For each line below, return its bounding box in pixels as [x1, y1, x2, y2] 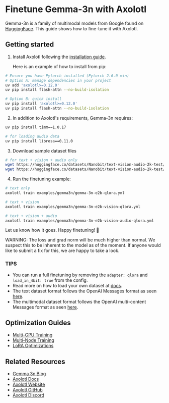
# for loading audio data [5, 134, 59, 139]
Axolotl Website [12, 381, 45, 387]
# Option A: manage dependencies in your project [5, 78, 112, 83]
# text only [5, 186, 30, 191]
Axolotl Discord [12, 392, 44, 398]
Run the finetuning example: [12, 176, 71, 182]
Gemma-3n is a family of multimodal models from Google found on [5, 20, 144, 26]
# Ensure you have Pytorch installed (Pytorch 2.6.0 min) [5, 73, 129, 78]
